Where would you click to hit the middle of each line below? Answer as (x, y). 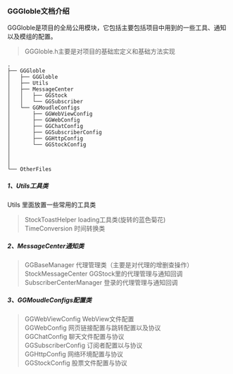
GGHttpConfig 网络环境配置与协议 (74, 354)
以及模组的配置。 (32, 37)
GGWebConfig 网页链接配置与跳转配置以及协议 (93, 328)
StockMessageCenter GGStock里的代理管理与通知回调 (103, 274)
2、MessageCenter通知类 (46, 246)
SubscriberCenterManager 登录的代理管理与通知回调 (101, 283)
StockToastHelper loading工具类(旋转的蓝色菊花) (95, 220)
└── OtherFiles (30, 169)
